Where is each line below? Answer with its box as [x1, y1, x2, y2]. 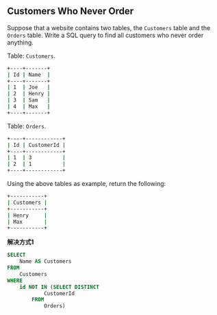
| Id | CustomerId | [7, 141, 66, 148]
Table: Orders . [7, 121, 47, 130]
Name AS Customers [19, 258, 72, 265]
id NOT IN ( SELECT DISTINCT [19, 283, 99, 290]
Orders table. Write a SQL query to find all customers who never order [7, 31, 204, 39]
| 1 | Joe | [7, 84, 51, 91]
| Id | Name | [7, 71, 51, 78]
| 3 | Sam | [7, 97, 51, 104]
